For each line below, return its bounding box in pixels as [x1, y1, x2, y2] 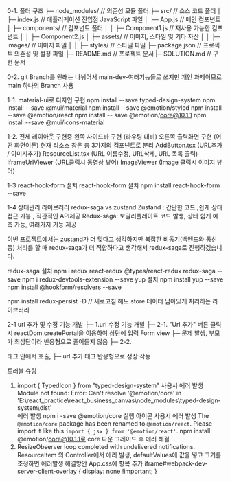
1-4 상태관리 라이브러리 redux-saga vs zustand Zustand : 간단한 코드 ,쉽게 [7, 203, 211, 211]
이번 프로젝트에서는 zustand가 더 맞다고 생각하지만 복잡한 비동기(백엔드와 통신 [7, 235, 218, 243]
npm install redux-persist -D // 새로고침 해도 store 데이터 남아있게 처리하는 [7, 297, 211, 305]
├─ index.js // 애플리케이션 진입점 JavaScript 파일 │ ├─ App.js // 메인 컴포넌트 [7, 15, 221, 23]
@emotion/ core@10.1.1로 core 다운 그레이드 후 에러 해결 [16, 435, 170, 443]
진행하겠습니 [188, 244, 222, 251]
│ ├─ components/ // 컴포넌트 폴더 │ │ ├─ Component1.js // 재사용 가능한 [7, 24, 211, 32]
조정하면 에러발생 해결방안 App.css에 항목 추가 [16, 459, 143, 468]
